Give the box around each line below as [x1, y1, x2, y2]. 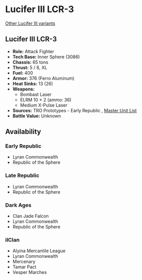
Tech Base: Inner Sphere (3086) [12, 54, 80, 60]
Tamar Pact [12, 264, 37, 270]
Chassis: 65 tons [12, 59, 49, 65]
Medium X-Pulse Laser [20, 102, 68, 108]
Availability [5, 127, 41, 136]
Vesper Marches [12, 269, 47, 275]
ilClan [5, 236, 20, 243]
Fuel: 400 [12, 70, 33, 76]
